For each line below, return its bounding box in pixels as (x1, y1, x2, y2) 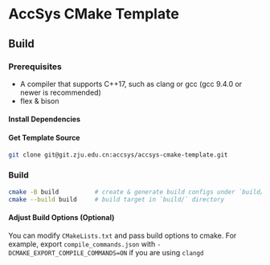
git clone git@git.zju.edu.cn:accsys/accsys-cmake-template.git (8, 150, 228, 159)
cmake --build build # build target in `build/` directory (8, 195, 225, 203)
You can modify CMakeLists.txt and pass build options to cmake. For (8, 230, 237, 240)
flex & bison (19, 96, 59, 105)
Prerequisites (8, 61, 62, 72)
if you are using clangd (129, 247, 204, 257)
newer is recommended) (19, 88, 102, 97)
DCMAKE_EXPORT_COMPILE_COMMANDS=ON (8, 249, 128, 257)
